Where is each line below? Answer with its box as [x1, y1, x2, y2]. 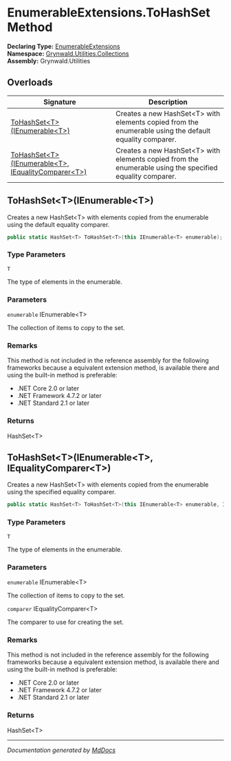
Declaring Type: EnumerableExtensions [7, 42, 120, 50]
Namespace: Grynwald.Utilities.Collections [7, 49, 129, 58]
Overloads [7, 77, 53, 89]
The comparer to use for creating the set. [7, 617, 124, 626]
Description [148, 97, 188, 107]
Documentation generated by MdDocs [7, 746, 115, 754]
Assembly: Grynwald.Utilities [7, 56, 91, 65]
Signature [43, 97, 77, 107]
